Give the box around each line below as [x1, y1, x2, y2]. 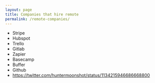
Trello [12, 41, 24, 47]
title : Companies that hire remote [5, 12, 79, 17]
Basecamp [12, 57, 35, 63]
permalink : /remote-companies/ [5, 16, 70, 21]
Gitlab [12, 46, 25, 52]
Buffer [12, 62, 26, 68]
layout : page [5, 7, 32, 12]
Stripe [12, 30, 25, 36]
